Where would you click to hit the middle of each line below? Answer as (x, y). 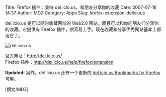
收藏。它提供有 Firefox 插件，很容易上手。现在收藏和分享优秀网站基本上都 (85, 29)
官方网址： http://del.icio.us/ (34, 56)
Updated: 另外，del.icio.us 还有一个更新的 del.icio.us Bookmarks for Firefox (83, 73)
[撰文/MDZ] (17, 89)
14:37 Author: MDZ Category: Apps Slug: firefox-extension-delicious (75, 13)
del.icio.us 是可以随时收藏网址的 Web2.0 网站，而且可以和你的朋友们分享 (80, 23)
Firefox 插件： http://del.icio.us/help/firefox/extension (59, 62)
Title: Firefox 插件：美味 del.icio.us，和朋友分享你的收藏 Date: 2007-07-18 (81, 7)
